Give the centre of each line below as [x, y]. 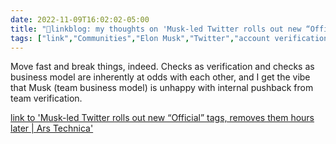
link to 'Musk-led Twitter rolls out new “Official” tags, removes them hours [162, 118]
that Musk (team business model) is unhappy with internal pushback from [162, 88]
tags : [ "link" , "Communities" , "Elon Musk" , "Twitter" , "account [140, 38]
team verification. [46, 98]
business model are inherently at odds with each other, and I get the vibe [160, 77]
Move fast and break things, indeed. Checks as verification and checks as [162, 67]
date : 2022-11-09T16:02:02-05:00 [80, 19]
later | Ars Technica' [52, 128]
